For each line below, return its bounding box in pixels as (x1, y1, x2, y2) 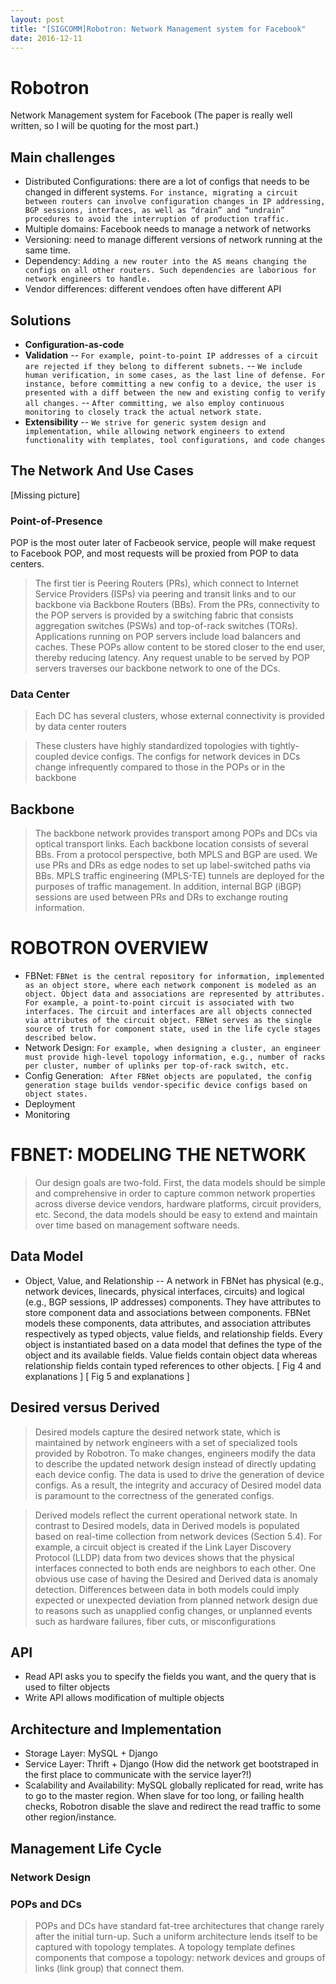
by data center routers (34, 721, 128, 733)
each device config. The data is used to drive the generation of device (34, 1468, 325, 1480)
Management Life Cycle (10, 1840, 162, 1857)
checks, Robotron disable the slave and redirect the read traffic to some (24, 1801, 322, 1813)
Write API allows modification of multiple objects (24, 1692, 225, 1704)
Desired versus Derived (10, 1399, 160, 1416)
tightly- (269, 740, 300, 752)
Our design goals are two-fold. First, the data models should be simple (34, 1177, 326, 1189)
